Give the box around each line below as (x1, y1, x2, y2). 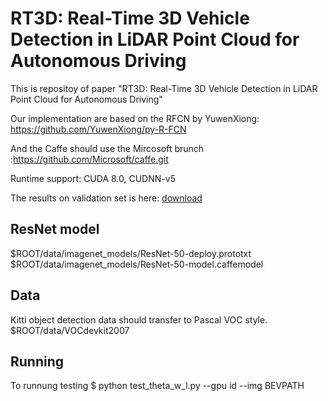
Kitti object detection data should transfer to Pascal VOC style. (10, 313, 268, 326)
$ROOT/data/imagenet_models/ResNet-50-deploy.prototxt (10, 247, 252, 259)
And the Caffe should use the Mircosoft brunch (10, 142, 205, 154)
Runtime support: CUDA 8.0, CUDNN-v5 (10, 172, 176, 184)
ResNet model (10, 221, 100, 238)
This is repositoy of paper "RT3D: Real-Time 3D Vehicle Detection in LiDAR (10, 82, 318, 94)
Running (10, 353, 65, 370)
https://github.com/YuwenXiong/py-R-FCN (10, 123, 187, 135)
